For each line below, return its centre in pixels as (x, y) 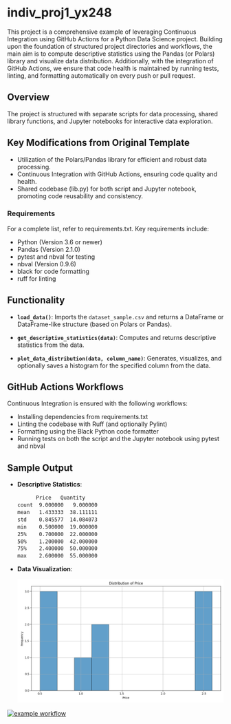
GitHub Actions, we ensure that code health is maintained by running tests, (113, 68)
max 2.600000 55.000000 (57, 556)
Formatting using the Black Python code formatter (88, 432)
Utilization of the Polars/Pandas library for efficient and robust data (112, 159)
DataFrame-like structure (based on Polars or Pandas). (94, 324)
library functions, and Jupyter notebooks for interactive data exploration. (110, 121)
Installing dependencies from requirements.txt (82, 417)
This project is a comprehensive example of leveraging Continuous (102, 32)
